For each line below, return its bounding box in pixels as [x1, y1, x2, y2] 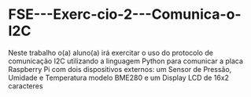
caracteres [8, 81, 43, 91]
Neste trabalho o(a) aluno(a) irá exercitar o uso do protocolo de [8, 48, 214, 57]
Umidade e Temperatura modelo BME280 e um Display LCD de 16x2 [8, 73, 230, 82]
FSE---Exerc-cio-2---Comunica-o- [8, 5, 242, 23]
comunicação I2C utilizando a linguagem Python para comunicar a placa [8, 56, 244, 66]
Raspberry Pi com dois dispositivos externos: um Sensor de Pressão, [8, 64, 232, 74]
